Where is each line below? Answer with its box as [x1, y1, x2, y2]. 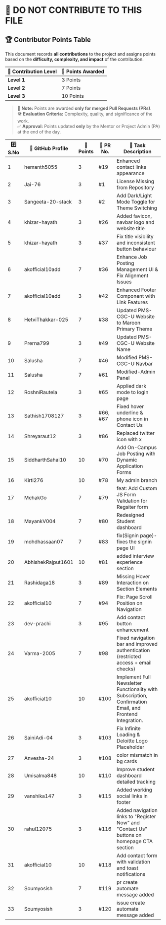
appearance [117, 170, 145, 177]
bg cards [117, 758, 137, 765]
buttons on [117, 832, 142, 838]
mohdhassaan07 [24, 538, 64, 545]
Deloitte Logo [117, 737, 148, 744]
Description [123, 148, 152, 155]
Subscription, [117, 692, 148, 699]
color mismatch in [117, 752, 158, 758]
